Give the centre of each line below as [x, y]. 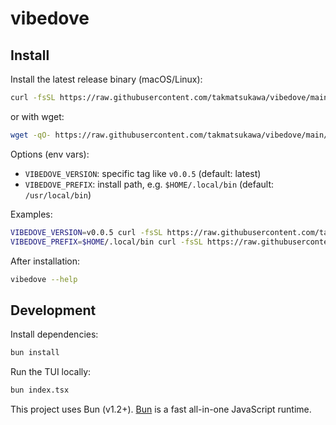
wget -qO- [31, 135]
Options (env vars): [50, 154]
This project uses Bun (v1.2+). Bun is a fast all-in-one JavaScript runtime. [161, 409]
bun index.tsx [40, 390]
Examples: [31, 214]
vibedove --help [44, 279]
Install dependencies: [54, 334]
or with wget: [37, 116]
